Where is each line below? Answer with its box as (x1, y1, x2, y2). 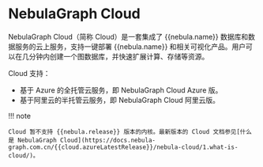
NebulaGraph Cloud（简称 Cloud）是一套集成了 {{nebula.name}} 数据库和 (8, 32, 249, 41)
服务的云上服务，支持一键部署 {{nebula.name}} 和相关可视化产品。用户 (14, 41, 246, 51)
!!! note (8, 111, 32, 120)
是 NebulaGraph (8, 136, 57, 144)
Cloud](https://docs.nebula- (59, 136, 156, 144)
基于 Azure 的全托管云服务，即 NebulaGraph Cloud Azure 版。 (19, 85, 223, 95)
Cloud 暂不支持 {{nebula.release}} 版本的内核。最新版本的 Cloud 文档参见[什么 (8, 127, 253, 135)
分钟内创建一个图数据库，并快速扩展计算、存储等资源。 (28, 51, 209, 61)
